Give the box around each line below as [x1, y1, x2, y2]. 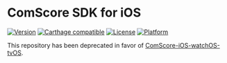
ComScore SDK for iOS [7, 5, 142, 21]
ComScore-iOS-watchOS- [145, 41, 220, 49]
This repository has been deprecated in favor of [7, 41, 144, 49]
